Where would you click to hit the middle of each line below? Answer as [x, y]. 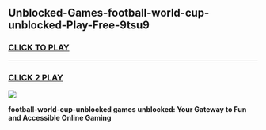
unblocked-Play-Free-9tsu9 [79, 26]
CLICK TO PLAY [39, 48]
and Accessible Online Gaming [60, 117]
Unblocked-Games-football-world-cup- [109, 13]
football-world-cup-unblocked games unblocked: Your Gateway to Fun [127, 109]
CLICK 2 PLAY [36, 77]
